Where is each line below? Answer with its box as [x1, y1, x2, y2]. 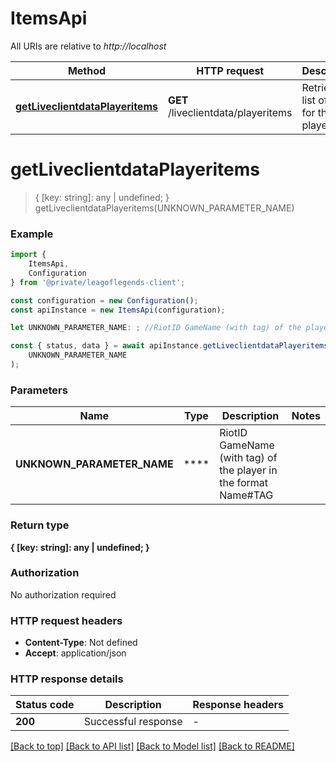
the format [219, 476, 269, 490]
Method [67, 63, 107, 77]
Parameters [10, 383, 68, 397]
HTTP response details [10, 672, 124, 686]
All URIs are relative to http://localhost [10, 40, 167, 52]
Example [10, 227, 54, 241]
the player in [219, 463, 278, 477]
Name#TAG [219, 488, 274, 502]
